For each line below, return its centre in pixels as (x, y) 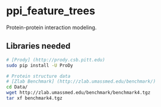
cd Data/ (17, 87)
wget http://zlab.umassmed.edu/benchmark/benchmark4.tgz (78, 93)
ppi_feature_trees (51, 11)
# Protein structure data (38, 76)
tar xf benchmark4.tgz (34, 98)
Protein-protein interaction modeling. (52, 27)
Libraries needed (38, 46)
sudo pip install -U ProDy (40, 65)
